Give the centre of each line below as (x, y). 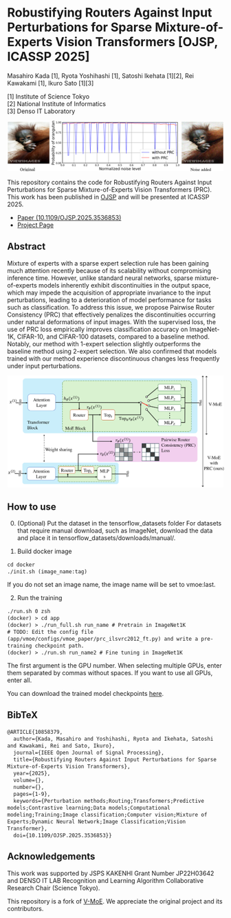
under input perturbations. (44, 366)
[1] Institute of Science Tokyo (48, 96)
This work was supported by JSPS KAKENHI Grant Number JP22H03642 (111, 873)
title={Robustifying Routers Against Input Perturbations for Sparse (115, 759)
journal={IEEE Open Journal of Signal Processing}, (89, 752)
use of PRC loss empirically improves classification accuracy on (98, 329)
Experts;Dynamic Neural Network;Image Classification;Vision (97, 821)
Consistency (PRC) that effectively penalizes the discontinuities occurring (111, 315)
